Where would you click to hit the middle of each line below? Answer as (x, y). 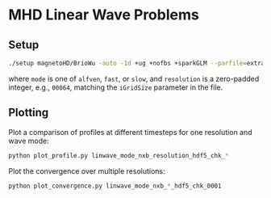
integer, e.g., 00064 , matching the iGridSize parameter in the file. (116, 87)
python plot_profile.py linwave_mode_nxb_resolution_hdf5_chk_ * (119, 155)
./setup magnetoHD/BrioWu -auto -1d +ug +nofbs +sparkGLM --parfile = (128, 63)
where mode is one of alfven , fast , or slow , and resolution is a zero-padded (134, 78)
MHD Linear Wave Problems (104, 15)
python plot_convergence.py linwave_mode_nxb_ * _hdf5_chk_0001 (115, 186)
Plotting (29, 113)
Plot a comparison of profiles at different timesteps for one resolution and (130, 132)
